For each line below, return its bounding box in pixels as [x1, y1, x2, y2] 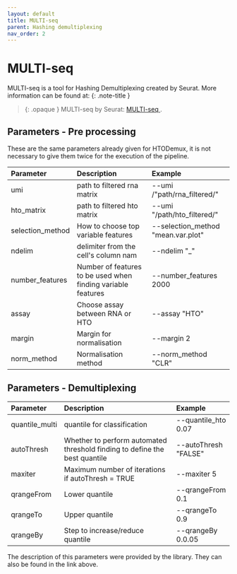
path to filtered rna [76, 181, 139, 190]
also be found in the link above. [7, 560, 99, 568]
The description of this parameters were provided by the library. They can [7, 552, 222, 561]
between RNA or [76, 309, 132, 318]
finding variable [76, 280, 128, 289]
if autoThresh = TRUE [63, 473, 135, 483]
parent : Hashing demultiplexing [7, 23, 102, 30]
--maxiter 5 [176, 469, 217, 479]
